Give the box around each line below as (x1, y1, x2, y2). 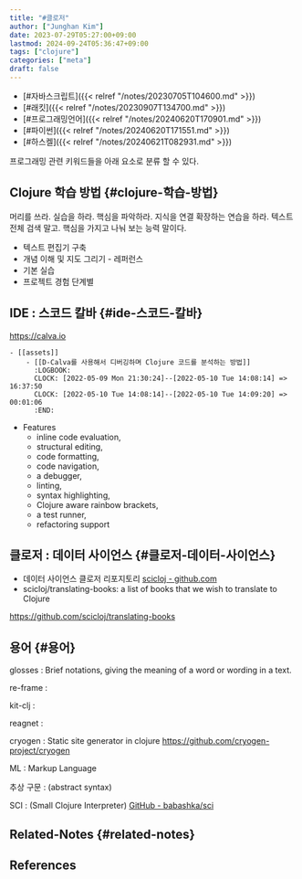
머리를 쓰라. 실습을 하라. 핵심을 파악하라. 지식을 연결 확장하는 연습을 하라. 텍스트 (9, 211, 294, 222)
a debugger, (36, 470, 82, 481)
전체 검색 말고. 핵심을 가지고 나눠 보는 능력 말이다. (9, 222, 187, 233)
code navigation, (36, 461, 99, 471)
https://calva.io (9, 330, 67, 341)
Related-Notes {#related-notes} (9, 826, 196, 842)
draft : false (9, 65, 59, 74)
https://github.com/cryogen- (161, 736, 270, 747)
